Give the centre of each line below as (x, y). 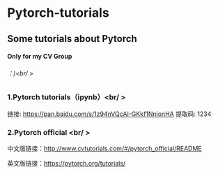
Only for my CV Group (40, 57)
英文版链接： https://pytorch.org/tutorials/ (67, 164)
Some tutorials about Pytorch (72, 39)
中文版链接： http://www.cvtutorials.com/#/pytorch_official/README (104, 149)
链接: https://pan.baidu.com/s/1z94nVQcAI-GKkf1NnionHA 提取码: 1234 (109, 114)
